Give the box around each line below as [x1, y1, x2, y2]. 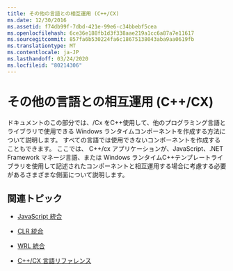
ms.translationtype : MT [7, 42, 77, 49]
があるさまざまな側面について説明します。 [7, 170, 129, 179]
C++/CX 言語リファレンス [17, 256, 92, 265]
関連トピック [7, 192, 63, 204]
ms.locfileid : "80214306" [7, 62, 82, 69]
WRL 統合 [17, 242, 45, 250]
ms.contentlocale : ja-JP [7, 49, 79, 56]
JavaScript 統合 [17, 213, 63, 221]
